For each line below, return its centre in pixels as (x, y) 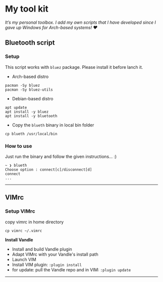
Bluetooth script (30, 43)
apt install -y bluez (27, 112)
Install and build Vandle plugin (42, 249)
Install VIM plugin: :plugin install (47, 265)
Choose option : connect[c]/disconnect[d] (49, 170)
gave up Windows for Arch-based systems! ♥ (51, 27)
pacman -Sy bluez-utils (29, 90)
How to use (19, 146)
